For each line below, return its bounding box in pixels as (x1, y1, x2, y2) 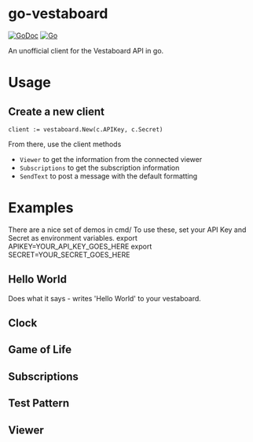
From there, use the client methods (8, 139, 122, 149)
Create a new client (8, 105, 104, 118)
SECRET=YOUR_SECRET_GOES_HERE (8, 249, 130, 260)
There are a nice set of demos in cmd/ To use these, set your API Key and (8, 225, 247, 234)
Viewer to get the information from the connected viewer (19, 154, 203, 164)
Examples (8, 199, 74, 217)
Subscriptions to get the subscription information (19, 163, 180, 172)
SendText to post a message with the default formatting (19, 171, 198, 181)
